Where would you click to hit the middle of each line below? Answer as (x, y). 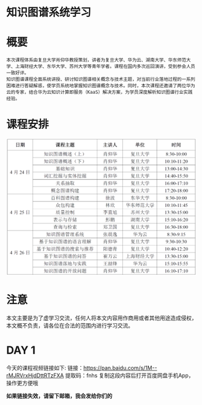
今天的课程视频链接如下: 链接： (45, 367)
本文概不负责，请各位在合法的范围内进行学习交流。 (70, 325)
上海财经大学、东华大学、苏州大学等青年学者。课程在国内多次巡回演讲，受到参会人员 (105, 67)
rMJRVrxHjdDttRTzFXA (35, 375)
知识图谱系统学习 (49, 12)
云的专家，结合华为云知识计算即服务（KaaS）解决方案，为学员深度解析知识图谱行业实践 (99, 92)
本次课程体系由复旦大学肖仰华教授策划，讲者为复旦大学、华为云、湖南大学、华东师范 (96, 60)
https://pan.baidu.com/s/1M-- (120, 367)
